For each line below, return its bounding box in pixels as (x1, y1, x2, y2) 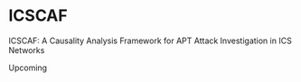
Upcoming (8, 62, 47, 73)
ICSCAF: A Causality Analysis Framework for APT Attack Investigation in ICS (8, 35, 293, 46)
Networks (8, 44, 45, 55)
